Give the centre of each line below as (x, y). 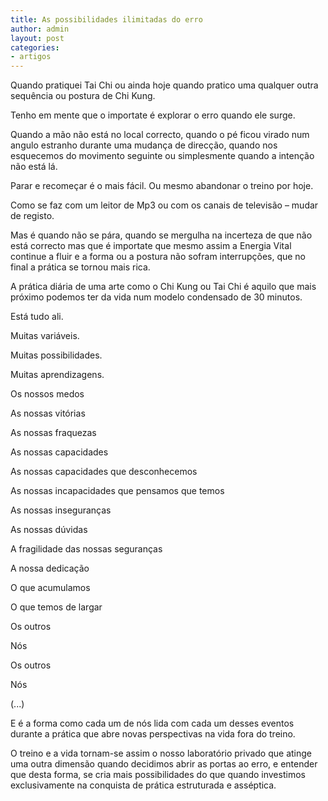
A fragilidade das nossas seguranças (86, 549)
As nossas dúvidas (49, 530)
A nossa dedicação (50, 568)
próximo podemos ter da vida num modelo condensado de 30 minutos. (156, 297)
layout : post (37, 38)
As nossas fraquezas (53, 433)
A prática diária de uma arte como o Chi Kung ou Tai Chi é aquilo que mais (163, 287)
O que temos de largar (56, 607)
